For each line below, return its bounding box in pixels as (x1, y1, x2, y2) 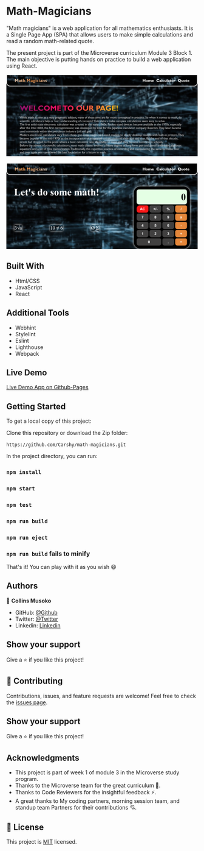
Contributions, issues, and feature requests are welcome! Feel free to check (6, 692, 196, 699)
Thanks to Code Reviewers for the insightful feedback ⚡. (15, 789, 157, 796)
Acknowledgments (6, 752, 80, 763)
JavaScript (15, 283, 42, 291)
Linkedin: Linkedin (15, 621, 61, 629)
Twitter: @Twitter (15, 615, 59, 623)
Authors (6, 581, 38, 591)
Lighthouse (15, 343, 44, 351)
